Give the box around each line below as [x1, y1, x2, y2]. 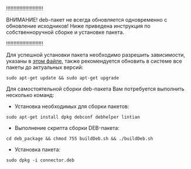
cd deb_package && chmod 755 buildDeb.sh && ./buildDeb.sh [6, 136, 154, 142]
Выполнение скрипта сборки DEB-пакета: [14, 125, 120, 131]
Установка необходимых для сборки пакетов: [14, 103, 129, 110]
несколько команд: [6, 92, 54, 98]
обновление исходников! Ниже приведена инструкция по [6, 23, 151, 29]
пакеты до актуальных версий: [6, 64, 84, 71]
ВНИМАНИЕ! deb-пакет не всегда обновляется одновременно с [6, 16, 168, 23]
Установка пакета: [14, 146, 60, 153]
